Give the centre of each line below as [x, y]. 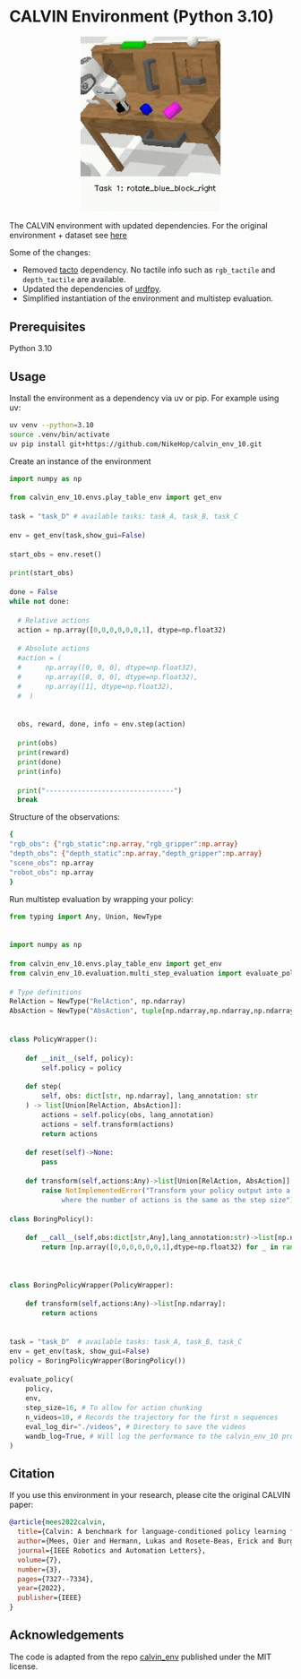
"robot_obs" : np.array [52, 872]
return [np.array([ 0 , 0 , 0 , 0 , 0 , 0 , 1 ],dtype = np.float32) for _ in [160, 1247]
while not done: [39, 602]
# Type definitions [46, 992]
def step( [44, 1087]
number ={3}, [40, 1570]
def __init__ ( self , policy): [80, 1058]
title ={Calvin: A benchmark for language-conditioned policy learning [152, 1532]
